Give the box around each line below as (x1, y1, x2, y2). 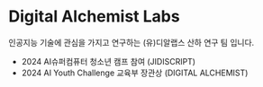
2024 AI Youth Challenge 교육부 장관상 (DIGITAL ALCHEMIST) (21, 67, 249, 78)
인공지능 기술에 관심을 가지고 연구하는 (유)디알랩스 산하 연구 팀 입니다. (8, 37, 255, 48)
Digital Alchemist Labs (8, 6, 181, 27)
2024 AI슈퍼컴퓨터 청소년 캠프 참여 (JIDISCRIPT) (21, 56, 195, 66)
